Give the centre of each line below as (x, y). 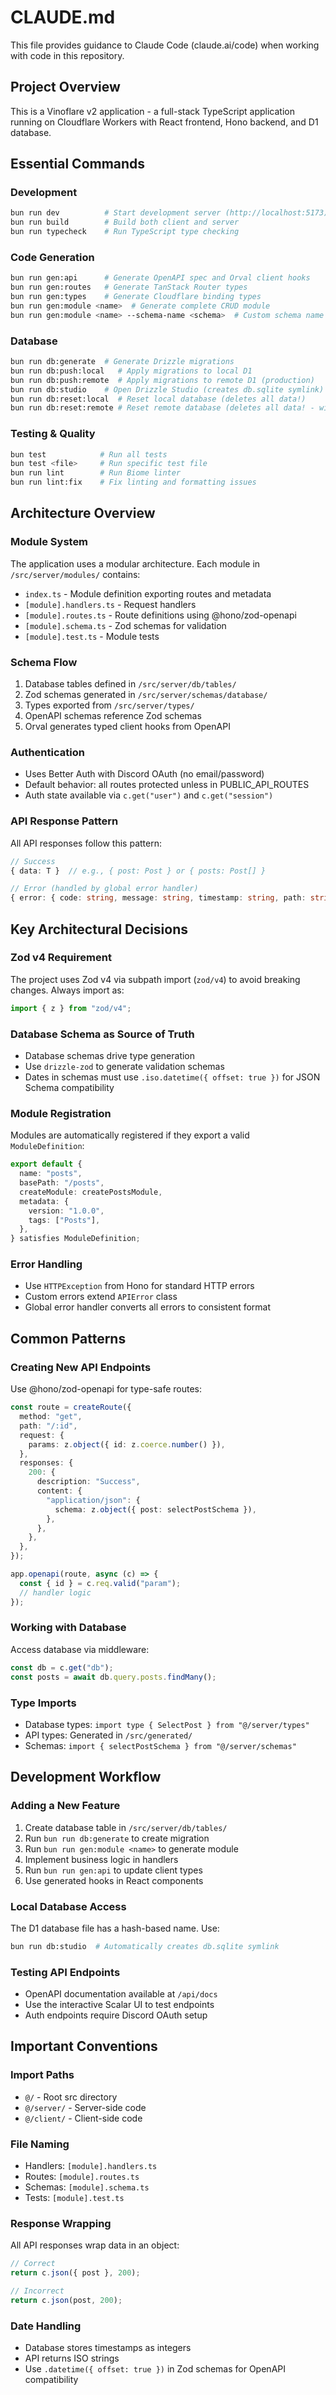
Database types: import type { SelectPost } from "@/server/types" (167, 1724)
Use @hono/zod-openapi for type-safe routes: (106, 1389)
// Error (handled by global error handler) (104, 889)
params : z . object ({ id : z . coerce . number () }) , (127, 1444)
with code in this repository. (67, 55)
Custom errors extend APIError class (101, 1297)
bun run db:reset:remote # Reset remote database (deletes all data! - (162, 408)
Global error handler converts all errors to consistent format (148, 1307)
